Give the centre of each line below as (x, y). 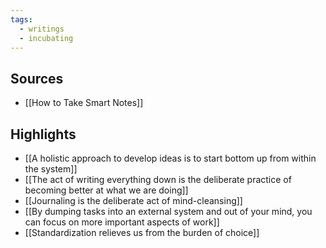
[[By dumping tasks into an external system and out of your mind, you (168, 211)
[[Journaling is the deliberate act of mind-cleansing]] (133, 200)
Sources (37, 78)
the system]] (51, 169)
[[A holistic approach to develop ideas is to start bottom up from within (170, 158)
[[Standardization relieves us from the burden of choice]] (142, 232)
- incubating (46, 38)
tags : (21, 19)
